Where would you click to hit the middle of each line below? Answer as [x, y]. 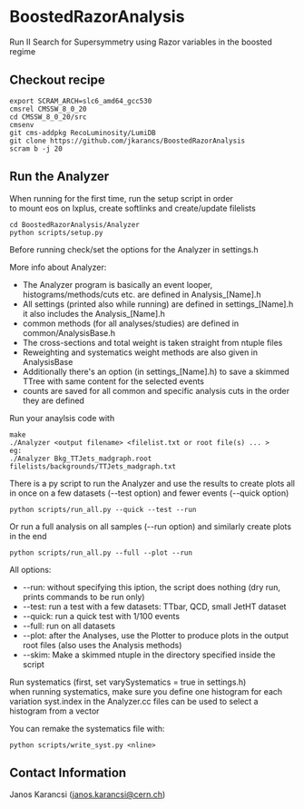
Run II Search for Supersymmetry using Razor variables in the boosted [141, 42]
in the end [28, 536]
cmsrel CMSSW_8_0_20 [49, 109]
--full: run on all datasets [69, 626]
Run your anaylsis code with [62, 418]
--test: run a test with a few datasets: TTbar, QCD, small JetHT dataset [154, 607]
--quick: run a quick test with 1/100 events [101, 616]
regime [23, 51]
